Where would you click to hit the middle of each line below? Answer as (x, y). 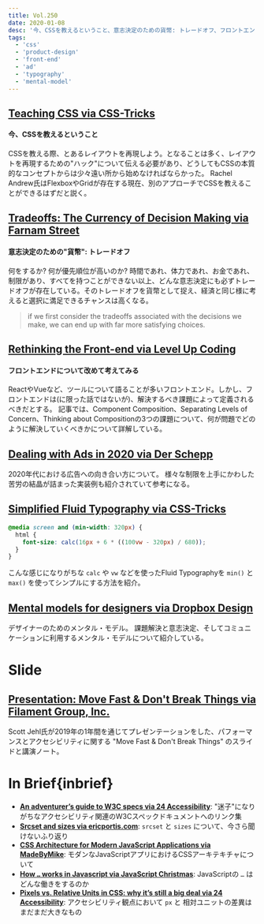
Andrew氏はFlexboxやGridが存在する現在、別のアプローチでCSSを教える (126, 183)
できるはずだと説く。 (56, 193)
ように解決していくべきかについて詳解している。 (87, 429)
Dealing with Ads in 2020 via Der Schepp (111, 454)
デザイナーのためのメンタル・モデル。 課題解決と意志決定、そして (116, 628)
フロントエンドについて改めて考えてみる (74, 370)
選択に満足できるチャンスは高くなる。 (91, 300)
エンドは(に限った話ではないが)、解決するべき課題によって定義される (141, 399)
